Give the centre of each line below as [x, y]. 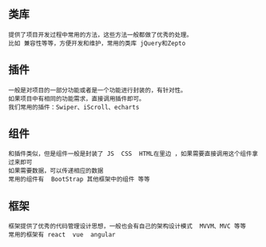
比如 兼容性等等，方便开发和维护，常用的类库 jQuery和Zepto [97, 43]
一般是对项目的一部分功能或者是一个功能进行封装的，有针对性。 [97, 90]
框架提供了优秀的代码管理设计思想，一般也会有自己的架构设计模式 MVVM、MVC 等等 [127, 226]
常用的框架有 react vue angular [62, 235]
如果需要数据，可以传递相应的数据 [56, 171]
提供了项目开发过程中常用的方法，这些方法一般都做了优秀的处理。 [101, 34]
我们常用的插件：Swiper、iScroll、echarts [74, 107]
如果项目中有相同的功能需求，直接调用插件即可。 [77, 98]
